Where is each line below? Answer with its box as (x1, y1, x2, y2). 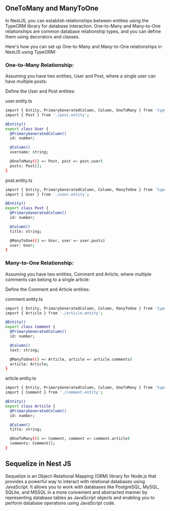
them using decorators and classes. (5, 33, 80, 40)
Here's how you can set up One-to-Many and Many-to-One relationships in (5, 43, 162, 50)
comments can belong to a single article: (5, 276, 90, 283)
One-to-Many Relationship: (5, 61, 74, 68)
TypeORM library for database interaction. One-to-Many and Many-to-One (5, 23, 161, 29)
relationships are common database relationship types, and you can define (5, 28, 161, 34)
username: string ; (10, 149, 49, 155)
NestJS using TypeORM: (5, 49, 57, 55)
